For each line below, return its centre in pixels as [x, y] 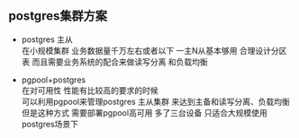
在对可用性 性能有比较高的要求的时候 [90, 90]
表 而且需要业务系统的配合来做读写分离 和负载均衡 [114, 62]
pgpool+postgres [54, 80]
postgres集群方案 [58, 16]
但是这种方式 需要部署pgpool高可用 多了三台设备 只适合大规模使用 [144, 112]
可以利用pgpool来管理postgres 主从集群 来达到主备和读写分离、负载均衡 [155, 101]
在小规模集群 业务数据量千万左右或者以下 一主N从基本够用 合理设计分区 [154, 50]
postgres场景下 [50, 124]
